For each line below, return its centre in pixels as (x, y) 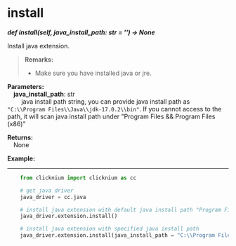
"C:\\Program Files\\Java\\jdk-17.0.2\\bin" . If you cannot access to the (114, 109)
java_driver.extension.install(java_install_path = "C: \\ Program (118, 235)
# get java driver (47, 191)
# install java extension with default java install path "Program (120, 210)
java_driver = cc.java (53, 197)
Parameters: (26, 86)
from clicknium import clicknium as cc (78, 178)
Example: (21, 158)
